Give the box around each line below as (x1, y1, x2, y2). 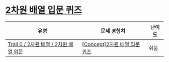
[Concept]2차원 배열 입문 (82, 41, 140, 48)
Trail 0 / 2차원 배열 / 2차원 (8, 41, 67, 48)
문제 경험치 (100, 27, 126, 34)
